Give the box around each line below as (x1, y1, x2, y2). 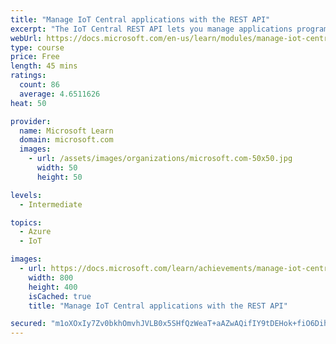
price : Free (10, 52, 60, 62)
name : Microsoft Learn (19, 126, 114, 136)
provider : (10, 116, 52, 126)
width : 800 (28, 272, 74, 283)
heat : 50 (10, 98, 47, 108)
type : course (10, 42, 65, 53)
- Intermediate (19, 199, 83, 210)
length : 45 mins (10, 61, 78, 71)
